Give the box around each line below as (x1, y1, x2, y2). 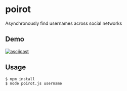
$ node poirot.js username (5, 81, 62, 86)
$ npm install (5, 76, 35, 81)
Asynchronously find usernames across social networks (5, 20, 122, 26)
